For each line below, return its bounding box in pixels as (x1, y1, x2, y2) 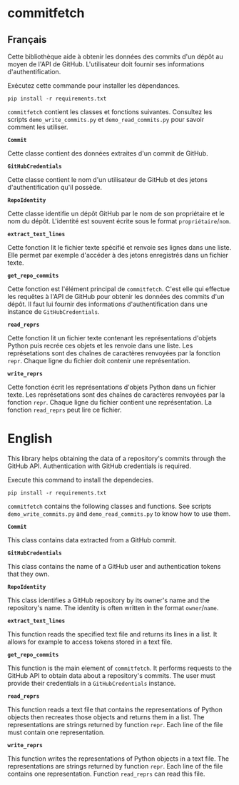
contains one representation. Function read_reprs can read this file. (7, 769, 205, 778)
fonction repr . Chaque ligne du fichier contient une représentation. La (7, 398, 213, 406)
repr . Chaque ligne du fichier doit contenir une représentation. (7, 357, 190, 365)
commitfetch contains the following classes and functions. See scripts (7, 502, 212, 510)
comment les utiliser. (7, 123, 68, 131)
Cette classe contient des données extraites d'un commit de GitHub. (7, 149, 208, 158)
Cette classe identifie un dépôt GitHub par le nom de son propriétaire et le (7, 209, 225, 218)
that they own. (7, 569, 50, 578)
